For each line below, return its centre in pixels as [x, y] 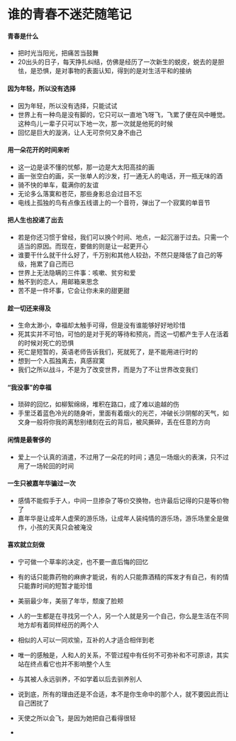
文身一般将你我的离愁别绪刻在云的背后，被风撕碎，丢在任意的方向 [114, 422]
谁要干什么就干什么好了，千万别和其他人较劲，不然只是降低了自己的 [117, 255]
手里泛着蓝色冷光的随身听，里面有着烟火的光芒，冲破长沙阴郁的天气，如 [123, 413]
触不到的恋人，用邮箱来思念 [58, 282]
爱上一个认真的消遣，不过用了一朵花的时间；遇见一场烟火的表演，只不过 [123, 457]
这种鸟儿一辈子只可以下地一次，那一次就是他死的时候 [95, 123]
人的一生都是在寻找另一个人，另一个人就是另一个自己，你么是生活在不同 [123, 616]
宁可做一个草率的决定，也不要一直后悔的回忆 [83, 562]
